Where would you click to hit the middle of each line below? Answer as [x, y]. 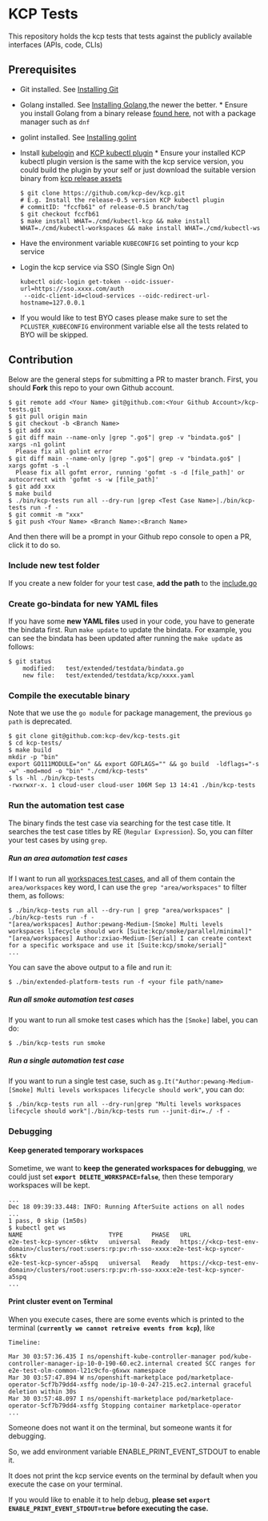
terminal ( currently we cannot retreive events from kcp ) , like [112, 1328]
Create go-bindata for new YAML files [83, 603]
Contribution [41, 360]
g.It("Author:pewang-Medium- [206, 1081]
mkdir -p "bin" [34, 757]
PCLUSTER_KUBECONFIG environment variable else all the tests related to [134, 326]
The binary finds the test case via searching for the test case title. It [120, 823]
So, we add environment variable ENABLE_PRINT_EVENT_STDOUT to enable [134, 1451]
